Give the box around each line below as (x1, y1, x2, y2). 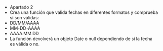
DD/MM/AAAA (9, 20, 40, 26)
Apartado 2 (9, 4, 33, 10)
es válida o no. (9, 41, 40, 47)
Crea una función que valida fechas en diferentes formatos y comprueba (9, 9, 158, 15)
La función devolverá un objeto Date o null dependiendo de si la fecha (9, 36, 153, 42)
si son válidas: (9, 15, 39, 20)
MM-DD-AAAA (9, 25, 41, 31)
